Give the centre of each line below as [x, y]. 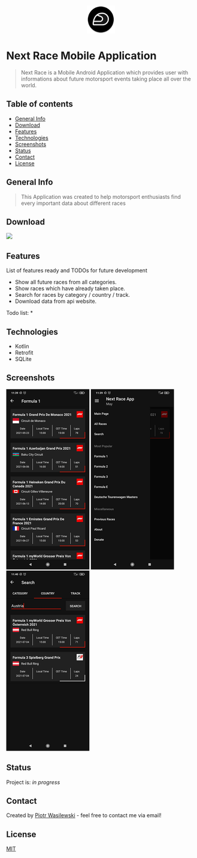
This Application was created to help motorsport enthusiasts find [101, 196]
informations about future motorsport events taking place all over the [106, 79]
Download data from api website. [56, 301]
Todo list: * [19, 313]
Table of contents [40, 104]
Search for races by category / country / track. [72, 295]
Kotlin [22, 346]
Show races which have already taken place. [70, 288]
